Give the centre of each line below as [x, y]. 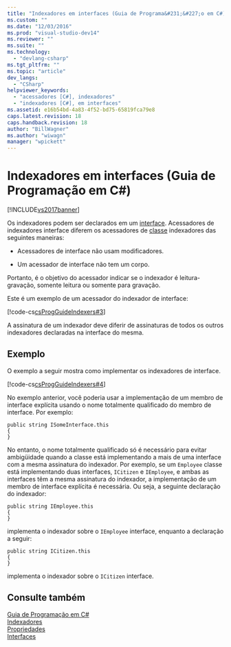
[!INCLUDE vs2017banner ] [44, 210]
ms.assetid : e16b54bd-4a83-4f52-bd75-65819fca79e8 [81, 110]
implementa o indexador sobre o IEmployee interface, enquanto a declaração [115, 531]
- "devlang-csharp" [41, 59]
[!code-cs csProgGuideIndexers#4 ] [56, 384]
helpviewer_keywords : [38, 90]
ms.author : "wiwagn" [37, 135]
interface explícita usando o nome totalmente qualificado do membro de [109, 405]
